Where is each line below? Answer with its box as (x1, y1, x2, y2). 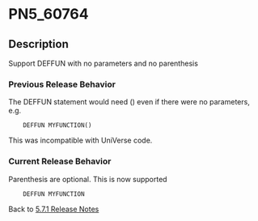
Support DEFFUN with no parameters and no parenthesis (8, 58, 198, 68)
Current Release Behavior (8, 155, 112, 167)
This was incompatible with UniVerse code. (8, 135, 153, 146)
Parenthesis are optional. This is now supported (8, 174, 167, 184)
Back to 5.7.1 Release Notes (8, 204, 99, 214)
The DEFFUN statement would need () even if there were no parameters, (8, 97, 251, 107)
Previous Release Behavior (8, 79, 116, 90)
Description (8, 37, 69, 51)
